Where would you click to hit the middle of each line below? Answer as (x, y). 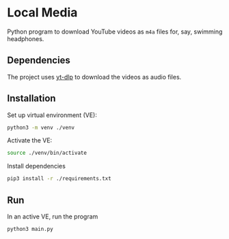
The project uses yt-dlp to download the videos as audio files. (94, 77)
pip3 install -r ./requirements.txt (59, 179)
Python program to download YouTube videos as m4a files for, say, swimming (115, 32)
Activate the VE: (30, 140)
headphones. (26, 38)
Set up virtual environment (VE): (52, 115)
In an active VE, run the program (53, 216)
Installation (31, 98)
